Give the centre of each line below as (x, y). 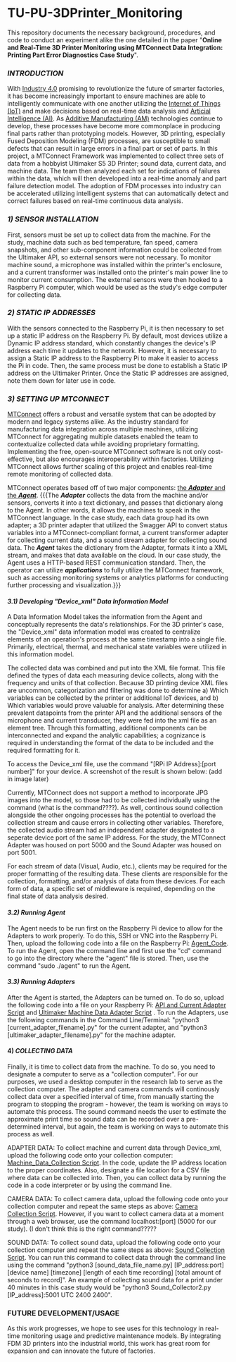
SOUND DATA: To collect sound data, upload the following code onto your (114, 1242)
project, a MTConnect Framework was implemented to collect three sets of (116, 156)
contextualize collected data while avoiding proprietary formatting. (104, 444)
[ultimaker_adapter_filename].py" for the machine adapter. (92, 1035)
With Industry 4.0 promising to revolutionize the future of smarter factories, (116, 89)
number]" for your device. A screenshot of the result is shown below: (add (115, 772)
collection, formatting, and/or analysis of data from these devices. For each (116, 881)
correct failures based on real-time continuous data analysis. (96, 201)
